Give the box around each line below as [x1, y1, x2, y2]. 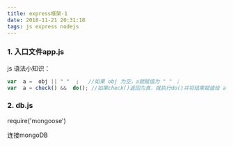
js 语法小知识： [7, 64, 51, 73]
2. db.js [7, 101, 33, 111]
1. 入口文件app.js [7, 47, 65, 57]
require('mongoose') [7, 116, 66, 125]
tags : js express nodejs [7, 23, 79, 30]
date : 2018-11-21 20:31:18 [7, 17, 86, 24]
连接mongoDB [7, 131, 49, 139]
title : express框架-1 [7, 10, 68, 17]
